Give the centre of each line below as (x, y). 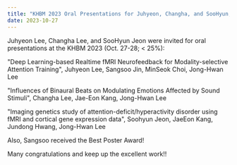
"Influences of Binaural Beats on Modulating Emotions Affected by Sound (114, 90)
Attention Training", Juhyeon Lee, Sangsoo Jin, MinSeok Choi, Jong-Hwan (115, 69)
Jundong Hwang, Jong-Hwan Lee (56, 126)
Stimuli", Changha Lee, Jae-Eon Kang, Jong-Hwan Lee (87, 98)
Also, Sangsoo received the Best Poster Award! (76, 140)
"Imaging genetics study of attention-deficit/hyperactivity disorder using (113, 111)
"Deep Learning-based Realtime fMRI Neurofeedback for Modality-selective (118, 61)
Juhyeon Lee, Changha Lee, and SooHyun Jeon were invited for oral (107, 40)
